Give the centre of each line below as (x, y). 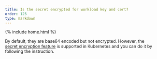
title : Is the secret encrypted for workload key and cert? (67, 9)
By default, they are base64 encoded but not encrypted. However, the (75, 41)
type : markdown (20, 18)
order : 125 (16, 14)
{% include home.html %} (31, 32)
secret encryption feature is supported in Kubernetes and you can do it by (79, 47)
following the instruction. (30, 51)
